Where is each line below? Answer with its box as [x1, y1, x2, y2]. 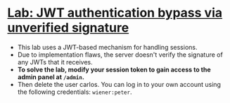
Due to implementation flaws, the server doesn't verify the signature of [17, 50, 223, 59]
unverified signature [7, 20, 129, 36]
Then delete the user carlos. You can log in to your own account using [17, 80, 222, 88]
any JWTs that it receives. [17, 57, 93, 66]
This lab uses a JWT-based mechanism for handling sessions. [17, 43, 198, 51]
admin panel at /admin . [17, 72, 84, 81]
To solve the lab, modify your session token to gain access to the [17, 65, 211, 74]
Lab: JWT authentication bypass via [7, 5, 223, 21]
